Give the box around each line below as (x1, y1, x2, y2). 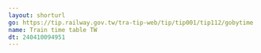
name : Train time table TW (8, 26, 98, 34)
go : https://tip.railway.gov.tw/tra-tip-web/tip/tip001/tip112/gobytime (8, 19, 254, 26)
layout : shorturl (8, 11, 66, 19)
